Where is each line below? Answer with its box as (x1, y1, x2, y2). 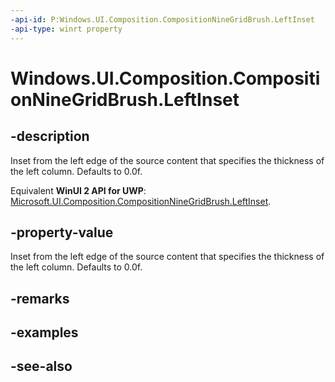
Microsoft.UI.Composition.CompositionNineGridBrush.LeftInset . (10, 195, 272, 207)
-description (10, 128, 90, 145)
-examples (10, 324, 79, 341)
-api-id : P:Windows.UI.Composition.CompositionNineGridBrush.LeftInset (10, 14, 315, 25)
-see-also (10, 358, 73, 375)
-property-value (10, 224, 114, 241)
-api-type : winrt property (10, 24, 123, 34)
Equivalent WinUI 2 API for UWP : (10, 184, 147, 196)
